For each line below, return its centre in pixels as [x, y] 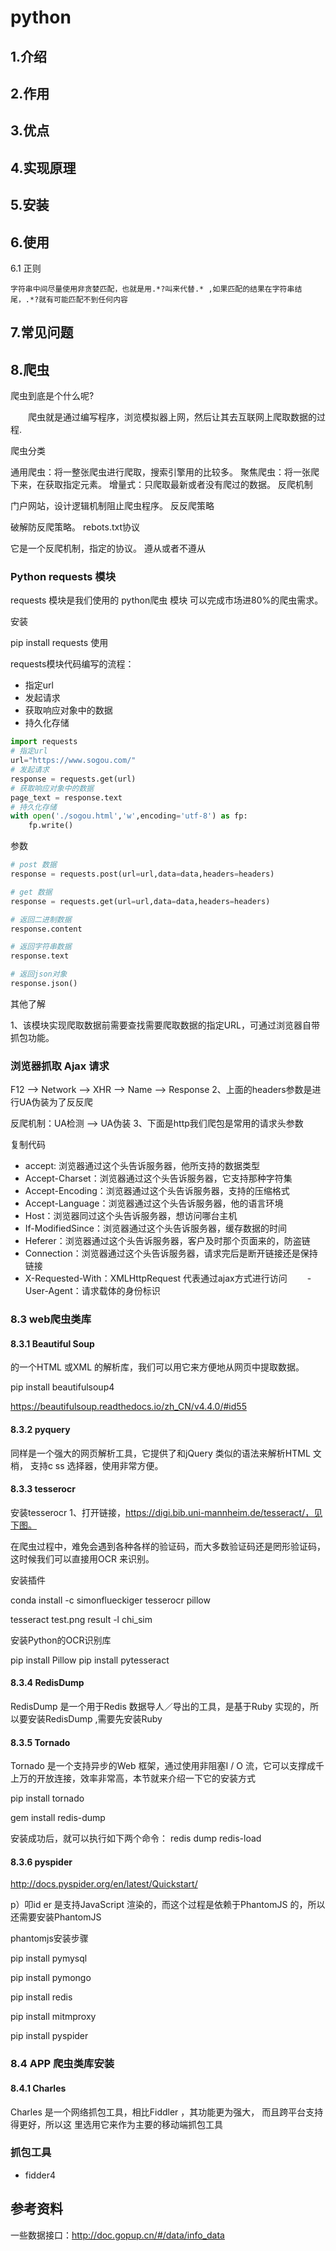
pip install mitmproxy [53, 2017]
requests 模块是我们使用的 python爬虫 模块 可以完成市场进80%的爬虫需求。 [167, 600]
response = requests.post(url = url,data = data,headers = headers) [142, 874]
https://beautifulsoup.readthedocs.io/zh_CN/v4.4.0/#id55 [128, 1407]
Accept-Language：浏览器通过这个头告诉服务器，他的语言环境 [154, 1203]
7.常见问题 [42, 332]
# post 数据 [33, 865]
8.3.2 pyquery [40, 1429]
